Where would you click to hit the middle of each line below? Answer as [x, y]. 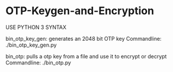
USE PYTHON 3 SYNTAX [36, 27]
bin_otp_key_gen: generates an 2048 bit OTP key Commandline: [84, 38]
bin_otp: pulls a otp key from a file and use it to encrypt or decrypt [86, 56]
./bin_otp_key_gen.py [31, 45]
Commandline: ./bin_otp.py [39, 63]
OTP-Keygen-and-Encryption [80, 11]
